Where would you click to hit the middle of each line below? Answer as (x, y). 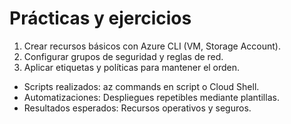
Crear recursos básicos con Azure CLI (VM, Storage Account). (152, 46)
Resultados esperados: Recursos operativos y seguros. (137, 108)
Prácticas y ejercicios (100, 18)
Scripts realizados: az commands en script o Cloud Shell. (141, 86)
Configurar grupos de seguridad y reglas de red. (123, 56)
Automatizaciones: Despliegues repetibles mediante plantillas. (151, 97)
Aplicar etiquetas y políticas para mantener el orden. (132, 67)
